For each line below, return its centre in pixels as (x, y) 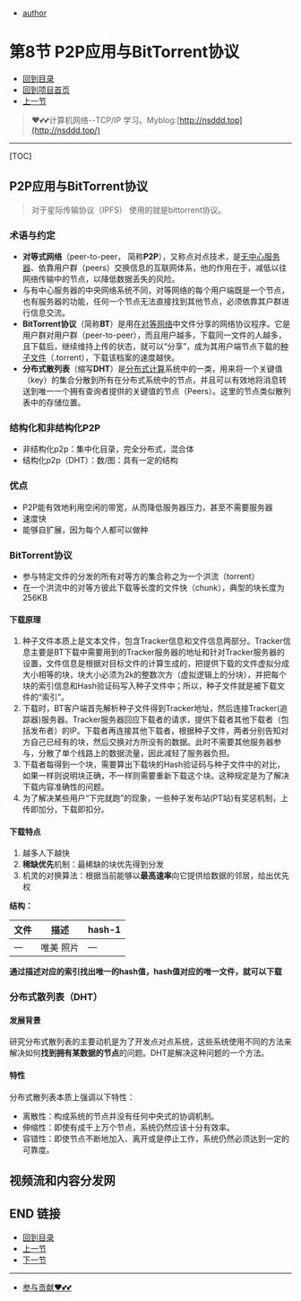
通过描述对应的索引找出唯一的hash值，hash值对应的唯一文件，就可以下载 (146, 971)
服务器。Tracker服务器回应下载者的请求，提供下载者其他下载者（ (161, 720)
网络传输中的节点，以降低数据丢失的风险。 (101, 279)
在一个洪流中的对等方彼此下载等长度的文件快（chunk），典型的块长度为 (153, 587)
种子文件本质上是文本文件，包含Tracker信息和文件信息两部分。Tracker (153, 641)
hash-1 (105, 930)
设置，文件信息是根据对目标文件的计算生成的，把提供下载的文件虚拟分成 (155, 664)
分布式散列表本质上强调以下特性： (72, 1097)
